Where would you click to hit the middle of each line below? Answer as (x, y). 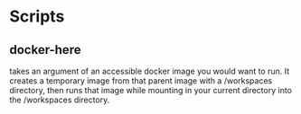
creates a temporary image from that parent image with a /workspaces (141, 81)
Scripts (37, 17)
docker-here (45, 50)
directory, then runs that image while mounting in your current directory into (150, 90)
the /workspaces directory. (60, 100)
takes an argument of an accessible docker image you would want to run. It (150, 71)
